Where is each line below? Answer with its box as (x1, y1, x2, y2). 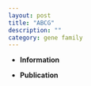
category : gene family (8, 33, 83, 42)
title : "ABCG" (8, 19, 55, 27)
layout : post (8, 11, 51, 20)
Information (19, 55, 60, 65)
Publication (19, 70, 59, 80)
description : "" (8, 26, 62, 34)
